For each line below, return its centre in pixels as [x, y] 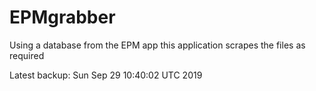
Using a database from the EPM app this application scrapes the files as [157, 45]
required [27, 55]
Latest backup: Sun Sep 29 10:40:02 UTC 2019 [106, 75]
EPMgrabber [62, 17]
